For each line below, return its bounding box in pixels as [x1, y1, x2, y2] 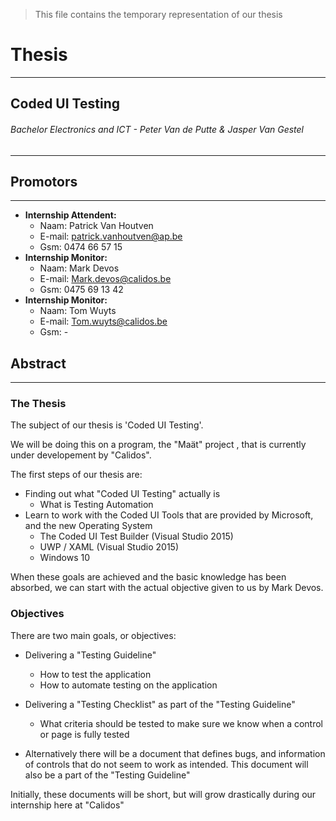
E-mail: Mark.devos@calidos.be [39, 273, 172, 285]
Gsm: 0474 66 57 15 [39, 241, 123, 253]
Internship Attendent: [24, 209, 117, 221]
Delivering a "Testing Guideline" [24, 649, 157, 661]
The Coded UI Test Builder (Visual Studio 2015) [39, 530, 234, 543]
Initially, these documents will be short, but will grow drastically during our [10, 788, 317, 800]
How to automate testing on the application [39, 679, 218, 691]
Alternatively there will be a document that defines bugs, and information [24, 747, 326, 759]
